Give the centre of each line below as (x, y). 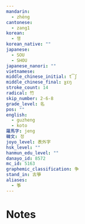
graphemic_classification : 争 (42, 169)
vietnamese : (21, 71)
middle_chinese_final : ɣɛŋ (39, 82)
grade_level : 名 (25, 104)
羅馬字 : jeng (21, 131)
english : (17, 115)
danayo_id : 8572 (26, 158)
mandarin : (18, 11)
